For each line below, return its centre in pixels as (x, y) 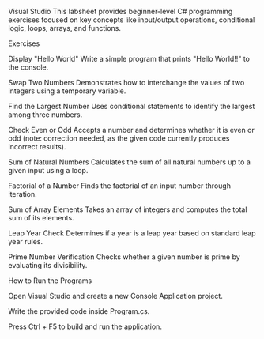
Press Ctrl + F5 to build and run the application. (85, 326)
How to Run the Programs (50, 281)
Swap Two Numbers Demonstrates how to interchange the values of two (126, 83)
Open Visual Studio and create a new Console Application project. (115, 296)
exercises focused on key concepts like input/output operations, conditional (132, 20)
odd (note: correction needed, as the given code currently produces (119, 138)
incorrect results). (37, 147)
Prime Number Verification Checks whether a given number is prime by (124, 257)
